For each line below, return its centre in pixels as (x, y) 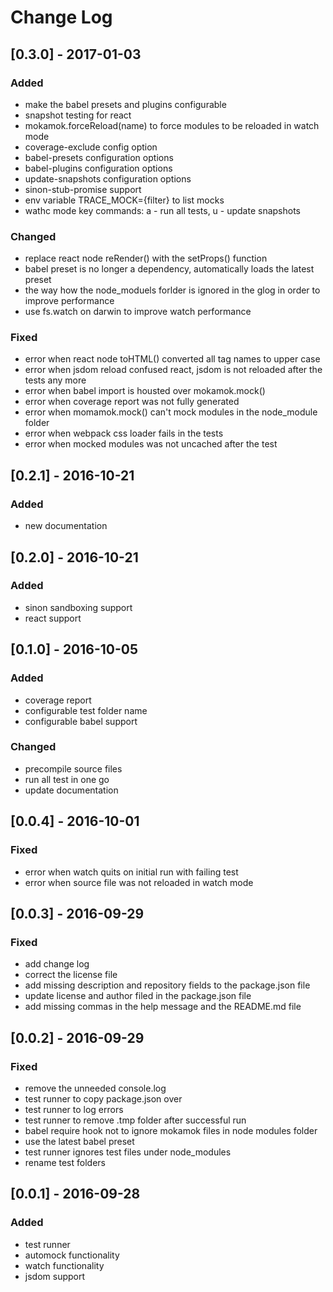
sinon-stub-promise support (83, 189)
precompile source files (73, 768)
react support (53, 618)
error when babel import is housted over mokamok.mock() (145, 391)
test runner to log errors (74, 1109)
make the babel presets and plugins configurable (125, 104)
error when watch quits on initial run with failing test (131, 872)
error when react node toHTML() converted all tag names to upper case (172, 359)
